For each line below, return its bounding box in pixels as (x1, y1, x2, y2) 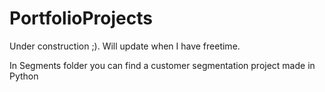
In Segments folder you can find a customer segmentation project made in (9, 59, 316, 71)
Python (9, 70, 39, 82)
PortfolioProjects (9, 7, 153, 30)
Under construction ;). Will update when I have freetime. (9, 40, 241, 52)
